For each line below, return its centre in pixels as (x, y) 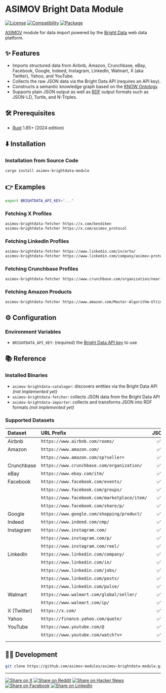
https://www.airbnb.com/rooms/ (78, 441)
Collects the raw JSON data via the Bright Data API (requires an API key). (86, 81)
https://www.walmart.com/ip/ (75, 602)
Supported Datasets (30, 420)
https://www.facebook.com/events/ (81, 482)
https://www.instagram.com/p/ (76, 538)
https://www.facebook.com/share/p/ (83, 506)
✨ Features (22, 53)
